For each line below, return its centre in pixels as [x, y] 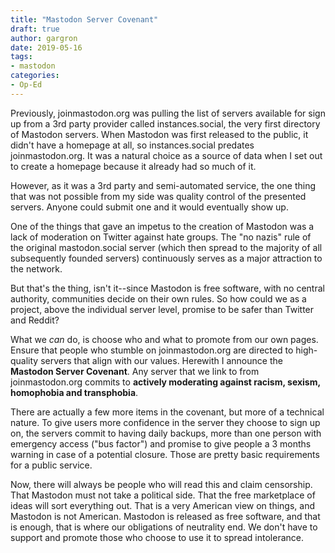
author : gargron [44, 38]
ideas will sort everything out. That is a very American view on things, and [162, 505]
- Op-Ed [26, 85]
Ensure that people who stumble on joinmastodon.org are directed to [152, 350]
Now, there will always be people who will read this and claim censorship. [161, 484]
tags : [21, 57]
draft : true [35, 29]
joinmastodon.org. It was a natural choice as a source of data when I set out [166, 155]
